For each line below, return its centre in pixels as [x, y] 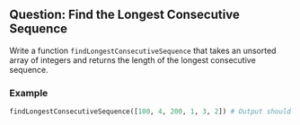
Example [29, 93]
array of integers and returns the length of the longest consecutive [132, 60]
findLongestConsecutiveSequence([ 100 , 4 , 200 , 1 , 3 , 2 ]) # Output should [150, 112]
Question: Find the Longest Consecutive [124, 15]
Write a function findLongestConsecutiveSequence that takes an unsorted [143, 50]
